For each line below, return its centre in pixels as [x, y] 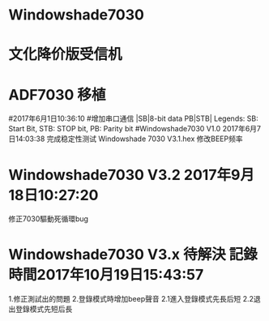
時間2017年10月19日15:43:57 [106, 275]
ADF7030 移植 [57, 94]
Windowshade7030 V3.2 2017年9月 [132, 175]
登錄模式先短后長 [44, 309]
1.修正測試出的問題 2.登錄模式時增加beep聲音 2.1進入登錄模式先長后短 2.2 [131, 299]
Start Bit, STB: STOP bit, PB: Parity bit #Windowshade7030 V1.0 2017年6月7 [135, 129]
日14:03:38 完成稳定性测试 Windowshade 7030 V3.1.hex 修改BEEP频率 [126, 139]
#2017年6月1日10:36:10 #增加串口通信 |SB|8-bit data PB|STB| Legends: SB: [134, 118]
